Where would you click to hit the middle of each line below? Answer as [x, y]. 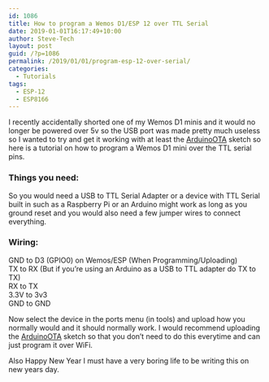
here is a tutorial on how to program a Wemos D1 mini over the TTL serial [130, 148]
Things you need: [44, 178]
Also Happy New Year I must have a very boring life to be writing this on [129, 360]
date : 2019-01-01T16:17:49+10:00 [65, 31]
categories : [28, 69]
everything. [28, 221]
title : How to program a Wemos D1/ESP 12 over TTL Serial [108, 24]
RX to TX [23, 286]
